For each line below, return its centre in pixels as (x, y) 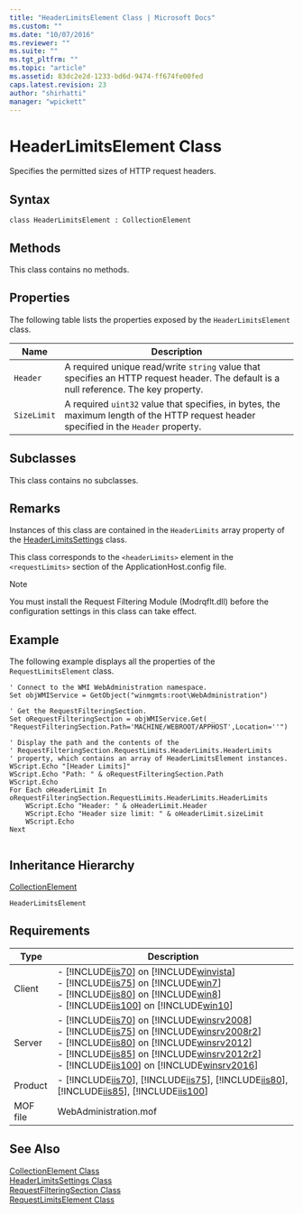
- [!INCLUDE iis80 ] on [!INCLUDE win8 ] (139, 994)
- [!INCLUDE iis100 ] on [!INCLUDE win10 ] (145, 1005)
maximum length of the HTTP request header (160, 415)
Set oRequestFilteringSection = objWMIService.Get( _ (113, 719)
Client (26, 989)
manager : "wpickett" (48, 101)
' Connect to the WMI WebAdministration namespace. (108, 688)
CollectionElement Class (55, 1171)
